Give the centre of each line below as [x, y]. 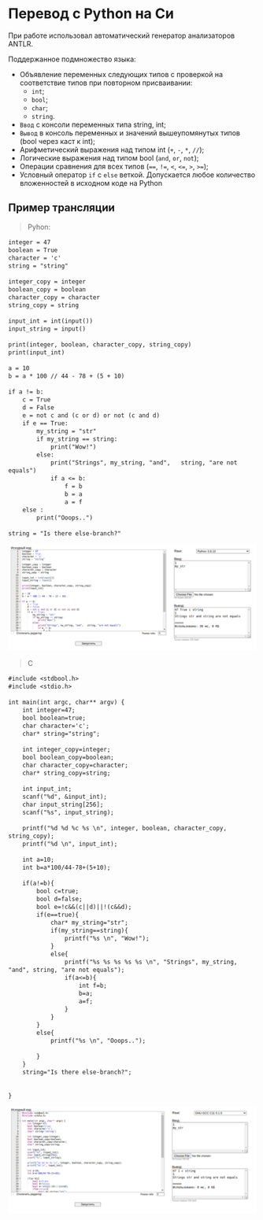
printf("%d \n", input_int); [70, 844]
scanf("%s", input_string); [68, 813]
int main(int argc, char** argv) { [67, 702]
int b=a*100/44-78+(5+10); [67, 868]
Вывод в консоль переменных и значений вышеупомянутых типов [130, 133]
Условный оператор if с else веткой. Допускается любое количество [137, 175]
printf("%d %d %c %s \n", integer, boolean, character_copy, [124, 828]
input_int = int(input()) [50, 321]
